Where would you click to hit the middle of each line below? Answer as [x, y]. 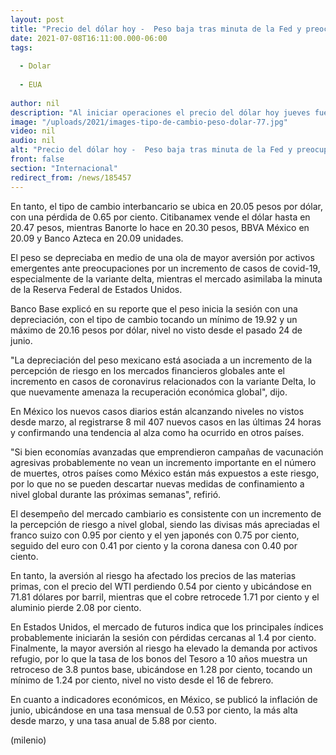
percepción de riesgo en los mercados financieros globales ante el [148, 370]
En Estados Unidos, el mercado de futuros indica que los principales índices [167, 627]
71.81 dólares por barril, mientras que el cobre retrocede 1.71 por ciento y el [165, 597]
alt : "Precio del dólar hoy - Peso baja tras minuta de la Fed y [151, 150]
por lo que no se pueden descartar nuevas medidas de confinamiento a [157, 483]
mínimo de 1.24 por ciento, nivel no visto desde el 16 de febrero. [142, 680]
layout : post [37, 19]
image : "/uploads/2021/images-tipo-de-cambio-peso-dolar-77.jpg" [149, 122]
